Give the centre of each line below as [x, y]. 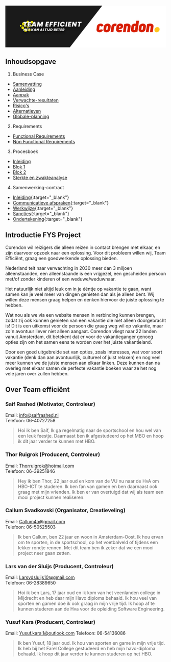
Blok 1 [19, 167]
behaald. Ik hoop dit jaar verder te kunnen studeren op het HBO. [85, 654]
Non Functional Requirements [44, 141]
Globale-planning [31, 116]
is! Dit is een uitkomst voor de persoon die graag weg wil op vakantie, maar [84, 326]
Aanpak [21, 94]
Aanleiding [24, 89]
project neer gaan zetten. [44, 553]
